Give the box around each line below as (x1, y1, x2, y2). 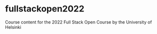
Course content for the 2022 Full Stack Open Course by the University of (5, 19, 152, 25)
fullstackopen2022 (5, 3, 85, 14)
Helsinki (5, 24, 22, 30)
